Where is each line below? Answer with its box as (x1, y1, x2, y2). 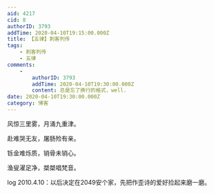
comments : (7, 61, 36, 68)
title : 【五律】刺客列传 (7, 36, 70, 43)
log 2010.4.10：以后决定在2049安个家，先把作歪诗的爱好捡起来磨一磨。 (7, 178, 211, 186)
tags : (7, 42, 23, 49)
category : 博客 (7, 100, 49, 107)
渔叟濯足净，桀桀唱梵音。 (7, 163, 80, 172)
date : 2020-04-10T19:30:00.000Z (7, 94, 100, 101)
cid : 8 (7, 17, 26, 23)
